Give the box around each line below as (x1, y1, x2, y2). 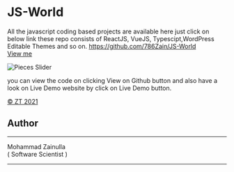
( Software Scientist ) (7, 150, 68, 158)
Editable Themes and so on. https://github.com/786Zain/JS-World (7, 42, 196, 50)
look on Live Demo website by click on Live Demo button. (7, 84, 172, 92)
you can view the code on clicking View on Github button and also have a (7, 76, 218, 84)
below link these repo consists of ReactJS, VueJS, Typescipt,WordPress (7, 34, 214, 42)
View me (7, 49, 33, 58)
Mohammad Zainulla (7, 142, 66, 150)
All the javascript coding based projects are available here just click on (7, 27, 210, 36)
